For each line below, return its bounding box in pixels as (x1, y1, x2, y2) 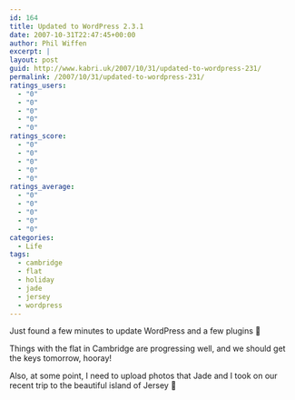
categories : (9, 233, 54, 242)
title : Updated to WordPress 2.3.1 (9, 22, 144, 31)
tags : (9, 250, 30, 259)
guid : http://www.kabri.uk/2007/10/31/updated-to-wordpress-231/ (9, 65, 261, 74)
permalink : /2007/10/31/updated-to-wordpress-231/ (9, 73, 205, 82)
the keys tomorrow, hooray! (9, 353, 112, 364)
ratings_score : (9, 132, 67, 141)
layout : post (9, 55, 59, 65)
